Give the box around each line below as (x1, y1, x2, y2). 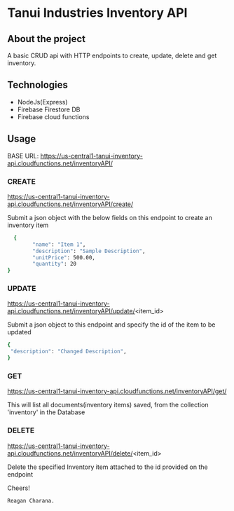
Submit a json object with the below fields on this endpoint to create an (7, 213, 212, 222)
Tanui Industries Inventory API (7, 5, 188, 21)
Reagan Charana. (7, 497, 55, 504)
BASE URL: (7, 151, 39, 160)
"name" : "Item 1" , (32, 240, 86, 248)
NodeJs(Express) (17, 97, 68, 106)
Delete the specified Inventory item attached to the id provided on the (7, 463, 208, 471)
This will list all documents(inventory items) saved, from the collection (7, 401, 209, 409)
